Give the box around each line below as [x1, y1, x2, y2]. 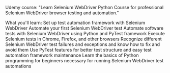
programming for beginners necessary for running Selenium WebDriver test [5, 58, 164, 63]
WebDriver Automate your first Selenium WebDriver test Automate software [5, 25, 164, 31]
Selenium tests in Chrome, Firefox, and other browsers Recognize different [5, 36, 162, 42]
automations [5, 63, 32, 69]
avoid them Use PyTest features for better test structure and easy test [5, 47, 152, 53]
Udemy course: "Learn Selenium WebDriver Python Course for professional [5, 5, 164, 10]
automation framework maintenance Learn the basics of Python [5, 52, 139, 58]
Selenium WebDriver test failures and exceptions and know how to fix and [5, 41, 160, 47]
